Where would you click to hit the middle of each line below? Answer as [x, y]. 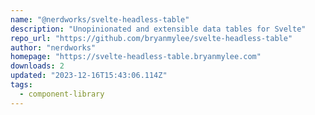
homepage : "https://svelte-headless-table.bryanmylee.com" [136, 57]
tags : [21, 85]
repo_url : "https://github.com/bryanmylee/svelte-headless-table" [151, 38]
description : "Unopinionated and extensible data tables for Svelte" [158, 29]
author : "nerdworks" [53, 47]
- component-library [62, 94]
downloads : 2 [37, 66]
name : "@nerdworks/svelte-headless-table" [100, 19]
